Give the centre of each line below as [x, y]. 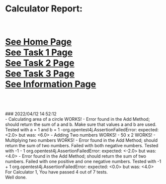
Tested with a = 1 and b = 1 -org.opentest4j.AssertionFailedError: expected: [82, 130]
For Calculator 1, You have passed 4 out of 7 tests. [57, 172]
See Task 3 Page [40, 74]
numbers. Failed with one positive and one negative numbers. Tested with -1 [83, 162]
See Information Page [51, 84]
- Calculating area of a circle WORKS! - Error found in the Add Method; [78, 119]
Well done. [16, 178]
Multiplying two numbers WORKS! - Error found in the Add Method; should [82, 140]
